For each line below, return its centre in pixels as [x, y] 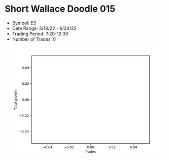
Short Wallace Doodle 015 [60, 9]
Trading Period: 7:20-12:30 [40, 34]
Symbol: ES [24, 23]
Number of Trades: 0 [34, 39]
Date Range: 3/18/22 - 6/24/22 [44, 28]
